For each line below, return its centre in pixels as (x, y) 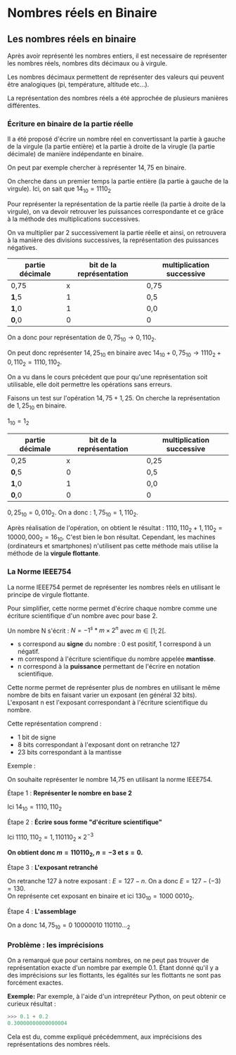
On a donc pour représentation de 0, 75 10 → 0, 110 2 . (82, 338)
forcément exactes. (35, 983)
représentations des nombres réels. (59, 1044)
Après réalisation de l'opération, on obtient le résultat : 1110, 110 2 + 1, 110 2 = (115, 528)
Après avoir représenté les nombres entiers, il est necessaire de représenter (117, 56)
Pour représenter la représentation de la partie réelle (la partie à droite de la (117, 204)
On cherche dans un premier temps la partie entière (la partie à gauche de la (118, 182)
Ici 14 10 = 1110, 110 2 (34, 808)
